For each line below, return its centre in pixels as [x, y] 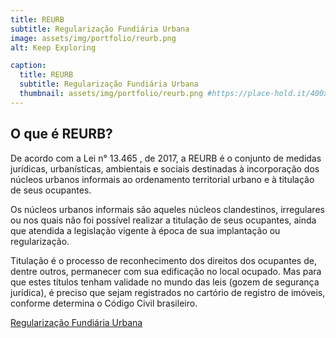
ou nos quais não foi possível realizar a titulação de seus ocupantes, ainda [163, 220]
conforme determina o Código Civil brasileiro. [104, 303]
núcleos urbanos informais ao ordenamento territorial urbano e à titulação [162, 179]
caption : [28, 66]
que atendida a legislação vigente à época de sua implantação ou [145, 230]
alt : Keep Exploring [53, 47]
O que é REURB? [61, 134]
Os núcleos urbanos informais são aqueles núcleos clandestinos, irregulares [167, 209]
